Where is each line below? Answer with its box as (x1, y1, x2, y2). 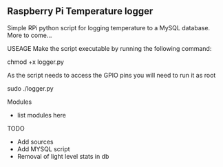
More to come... (7, 31, 52, 39)
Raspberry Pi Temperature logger (7, 5, 153, 17)
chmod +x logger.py (7, 58, 64, 66)
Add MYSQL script (17, 144, 70, 153)
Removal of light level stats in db (17, 152, 109, 160)
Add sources (17, 137, 54, 146)
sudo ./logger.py (7, 84, 54, 92)
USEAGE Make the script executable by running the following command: (7, 44, 212, 52)
